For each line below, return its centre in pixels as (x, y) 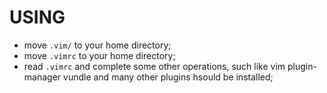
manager (42, 77)
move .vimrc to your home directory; (99, 55)
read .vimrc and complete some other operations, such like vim (154, 66)
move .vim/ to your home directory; (97, 45)
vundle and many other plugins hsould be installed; (168, 77)
